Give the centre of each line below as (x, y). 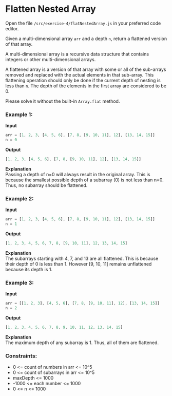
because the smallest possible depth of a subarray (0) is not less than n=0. (85, 180)
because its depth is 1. (29, 269)
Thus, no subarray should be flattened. (46, 185)
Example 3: (20, 282)
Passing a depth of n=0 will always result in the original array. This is (78, 174)
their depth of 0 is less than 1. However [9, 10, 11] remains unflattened (79, 264)
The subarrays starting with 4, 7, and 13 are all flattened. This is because (82, 258)
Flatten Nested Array (51, 9)
